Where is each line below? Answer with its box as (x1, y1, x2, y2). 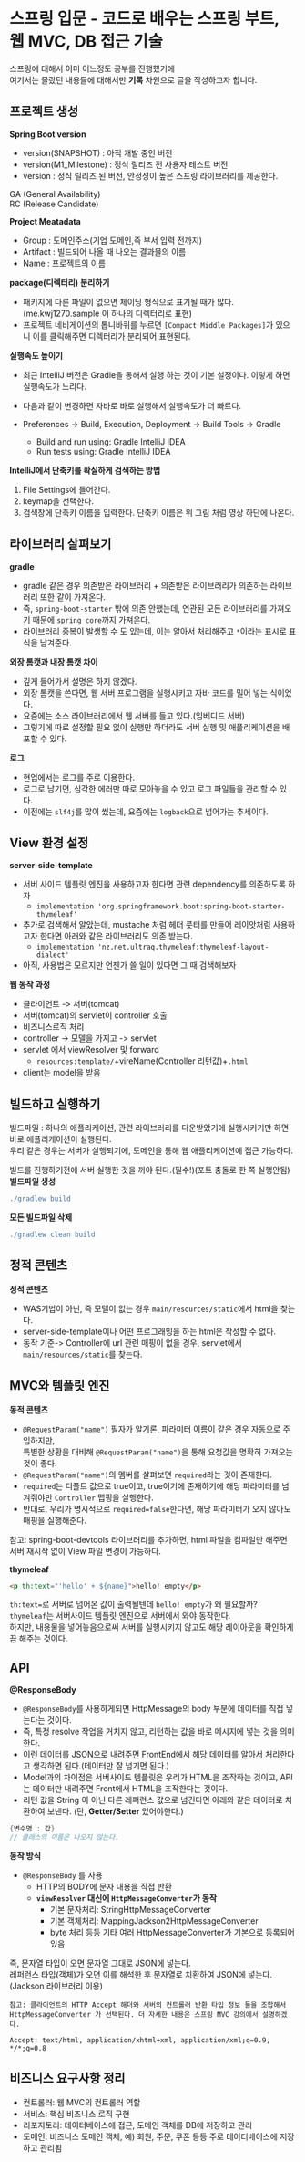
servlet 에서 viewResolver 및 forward (22, 1044, 159, 1055)
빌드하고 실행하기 (9, 1097, 101, 1112)
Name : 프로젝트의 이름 (22, 257, 107, 268)
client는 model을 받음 (22, 1067, 101, 1078)
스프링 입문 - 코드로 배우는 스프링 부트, (9, 8, 280, 29)
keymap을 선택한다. (22, 495, 94, 507)
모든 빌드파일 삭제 (9, 1212, 73, 1223)
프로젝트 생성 (9, 104, 79, 120)
